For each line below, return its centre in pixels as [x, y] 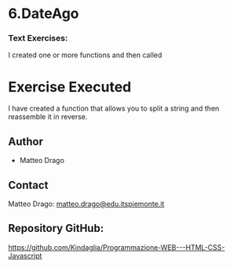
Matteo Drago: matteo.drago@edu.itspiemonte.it [86, 204]
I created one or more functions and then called [85, 55]
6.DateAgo [44, 14]
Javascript [25, 255]
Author [25, 141]
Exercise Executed [70, 87]
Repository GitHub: [56, 228]
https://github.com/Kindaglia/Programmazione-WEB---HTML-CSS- [116, 247]
